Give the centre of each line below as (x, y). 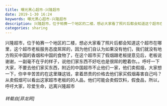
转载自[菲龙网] (20, 98)
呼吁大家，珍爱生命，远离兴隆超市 (40, 86)
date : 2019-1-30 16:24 (29, 14)
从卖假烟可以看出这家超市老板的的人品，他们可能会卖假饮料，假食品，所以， (83, 80)
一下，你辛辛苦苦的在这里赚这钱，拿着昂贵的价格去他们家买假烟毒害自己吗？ (83, 74)
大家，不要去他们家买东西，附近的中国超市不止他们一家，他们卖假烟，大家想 (83, 68)
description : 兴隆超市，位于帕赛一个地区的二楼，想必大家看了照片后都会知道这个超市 (83, 24)
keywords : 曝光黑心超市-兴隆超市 (36, 19)
